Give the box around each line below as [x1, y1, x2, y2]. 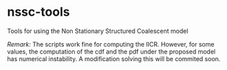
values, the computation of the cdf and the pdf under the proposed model [7, 47, 216, 56]
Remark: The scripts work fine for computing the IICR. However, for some [7, 40, 215, 48]
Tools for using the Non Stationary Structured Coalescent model [7, 27, 189, 35]
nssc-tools [7, 4, 70, 20]
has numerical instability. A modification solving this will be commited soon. [7, 54, 221, 62]
